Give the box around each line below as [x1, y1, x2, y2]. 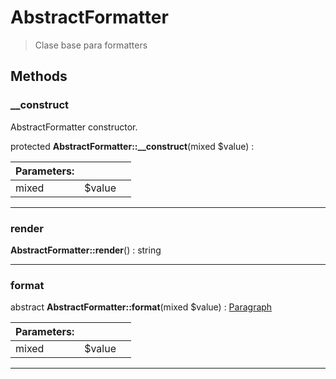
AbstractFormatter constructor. [10, 121, 138, 133]
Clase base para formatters [34, 39, 148, 51]
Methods [10, 68, 68, 85]
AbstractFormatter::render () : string [10, 244, 162, 256]
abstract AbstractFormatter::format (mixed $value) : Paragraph [10, 301, 273, 313]
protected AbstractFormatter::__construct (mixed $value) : [10, 140, 255, 152]
